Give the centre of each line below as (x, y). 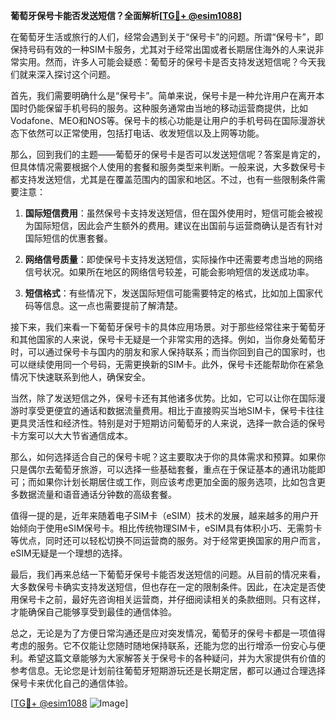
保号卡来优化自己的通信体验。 (71, 683)
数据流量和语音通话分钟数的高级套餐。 (97, 494)
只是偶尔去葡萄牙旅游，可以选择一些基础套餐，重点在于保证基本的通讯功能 (163, 469)
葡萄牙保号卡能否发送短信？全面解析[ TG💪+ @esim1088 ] (126, 15)
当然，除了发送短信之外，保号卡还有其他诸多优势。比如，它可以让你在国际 (163, 398)
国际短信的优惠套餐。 (68, 238)
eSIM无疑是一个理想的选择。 (69, 553)
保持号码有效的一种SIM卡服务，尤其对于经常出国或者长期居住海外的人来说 (163, 49)
